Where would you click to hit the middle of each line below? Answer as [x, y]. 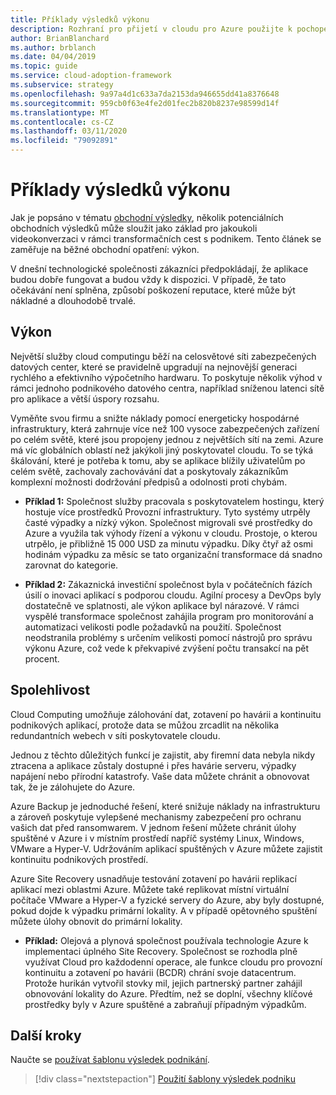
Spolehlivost [50, 690]
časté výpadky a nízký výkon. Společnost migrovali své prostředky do [168, 522]
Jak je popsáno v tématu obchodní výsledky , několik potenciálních [147, 217]
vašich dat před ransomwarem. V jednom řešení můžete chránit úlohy [153, 827]
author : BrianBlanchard [60, 38]
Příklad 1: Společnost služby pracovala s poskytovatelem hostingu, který [174, 501]
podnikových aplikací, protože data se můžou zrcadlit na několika [145, 725]
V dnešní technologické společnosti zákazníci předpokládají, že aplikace [159, 268]
